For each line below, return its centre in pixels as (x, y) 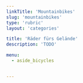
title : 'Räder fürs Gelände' (42, 39)
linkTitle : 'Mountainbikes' (41, 12)
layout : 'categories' (33, 28)
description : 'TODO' (32, 44)
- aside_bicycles (33, 60)
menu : (13, 55)
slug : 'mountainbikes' (34, 17)
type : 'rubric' (25, 23)
